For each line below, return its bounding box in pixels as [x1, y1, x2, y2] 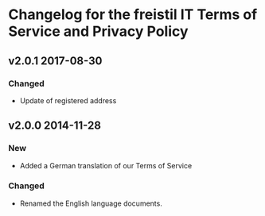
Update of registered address [19, 95, 117, 105]
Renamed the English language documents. [19, 199, 163, 208]
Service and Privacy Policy [8, 22, 189, 40]
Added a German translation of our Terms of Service [19, 160, 193, 170]
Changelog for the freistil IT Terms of [8, 6, 258, 24]
